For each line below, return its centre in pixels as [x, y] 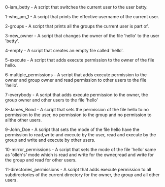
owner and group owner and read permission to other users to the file [76, 80]
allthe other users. [23, 120]
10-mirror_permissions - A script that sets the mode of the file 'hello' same [81, 149]
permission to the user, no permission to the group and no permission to [78, 115]
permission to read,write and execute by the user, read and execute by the [81, 135]
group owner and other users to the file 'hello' [52, 100]
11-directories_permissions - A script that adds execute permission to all [78, 170]
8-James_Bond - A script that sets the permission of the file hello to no [77, 109]
